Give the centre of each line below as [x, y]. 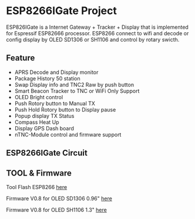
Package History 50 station [47, 78]
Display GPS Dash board [44, 128]
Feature [21, 58]
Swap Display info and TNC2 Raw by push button [74, 85]
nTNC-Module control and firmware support [68, 134]
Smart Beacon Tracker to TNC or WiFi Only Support [77, 91]
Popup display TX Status [44, 116]
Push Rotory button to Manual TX [55, 103]
